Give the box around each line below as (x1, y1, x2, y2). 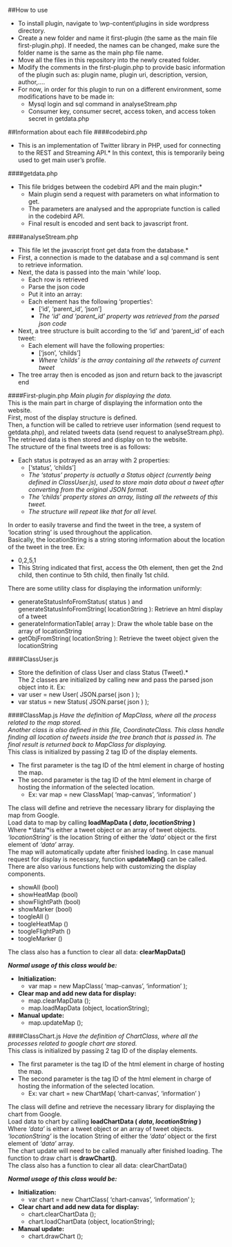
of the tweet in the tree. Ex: (8, 543, 85, 551)
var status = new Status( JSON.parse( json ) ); (17, 698, 149, 706)
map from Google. (8, 811, 59, 819)
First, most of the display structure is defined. (8, 413, 137, 422)
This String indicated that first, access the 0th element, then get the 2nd (17, 564, 224, 571)
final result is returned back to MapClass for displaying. (8, 740, 167, 748)
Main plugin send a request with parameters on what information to (28, 190, 220, 198)
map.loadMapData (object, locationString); (28, 1004, 150, 1012)
